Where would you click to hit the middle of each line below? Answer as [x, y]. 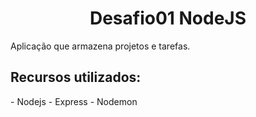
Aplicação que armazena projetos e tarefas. [100, 46]
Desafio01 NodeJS [168, 18]
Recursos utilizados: [76, 77]
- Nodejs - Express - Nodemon [74, 101]
